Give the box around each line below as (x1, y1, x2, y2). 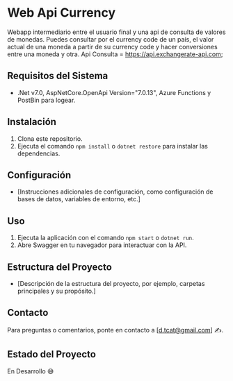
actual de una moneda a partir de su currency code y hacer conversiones (7, 42, 218, 51)
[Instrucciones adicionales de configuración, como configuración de (17, 187, 214, 196)
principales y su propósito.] (17, 287, 96, 295)
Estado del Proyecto (7, 348, 96, 360)
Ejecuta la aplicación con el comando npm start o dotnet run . (17, 234, 195, 242)
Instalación (7, 116, 57, 128)
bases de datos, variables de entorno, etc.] (17, 195, 141, 203)
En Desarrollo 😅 (7, 366, 54, 375)
